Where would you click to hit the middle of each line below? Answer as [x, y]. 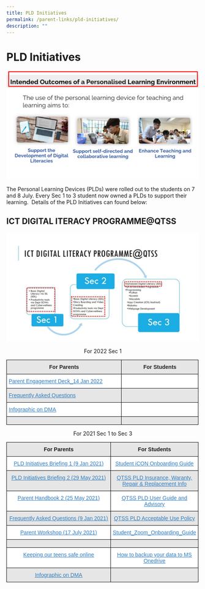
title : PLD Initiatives [37, 13]
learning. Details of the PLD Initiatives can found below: [77, 202]
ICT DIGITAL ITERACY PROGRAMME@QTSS [91, 222]
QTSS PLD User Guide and [155, 498]
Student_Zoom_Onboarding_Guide [155, 533]
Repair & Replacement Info [155, 484]
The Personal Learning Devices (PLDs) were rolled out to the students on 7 [101, 189]
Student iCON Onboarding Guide [155, 464]
